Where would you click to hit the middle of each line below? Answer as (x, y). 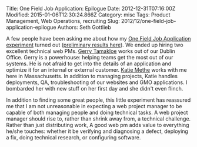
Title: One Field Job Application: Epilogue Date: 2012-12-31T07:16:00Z (91, 9)
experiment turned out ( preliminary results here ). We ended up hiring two (95, 45)
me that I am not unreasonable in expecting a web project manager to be (94, 106)
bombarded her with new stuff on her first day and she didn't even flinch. (95, 88)
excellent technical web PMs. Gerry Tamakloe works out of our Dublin (91, 51)
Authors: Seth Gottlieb (84, 27)
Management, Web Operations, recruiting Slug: (63, 21)
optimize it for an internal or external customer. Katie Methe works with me (96, 70)
